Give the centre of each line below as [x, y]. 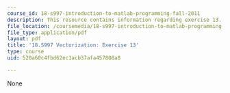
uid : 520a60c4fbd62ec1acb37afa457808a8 [64, 58]
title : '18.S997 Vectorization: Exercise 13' [73, 45]
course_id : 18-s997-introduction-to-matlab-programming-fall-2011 [104, 13]
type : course [26, 52]
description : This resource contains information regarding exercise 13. [115, 20]
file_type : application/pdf [47, 32]
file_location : [29, 26]
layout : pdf [24, 39]
